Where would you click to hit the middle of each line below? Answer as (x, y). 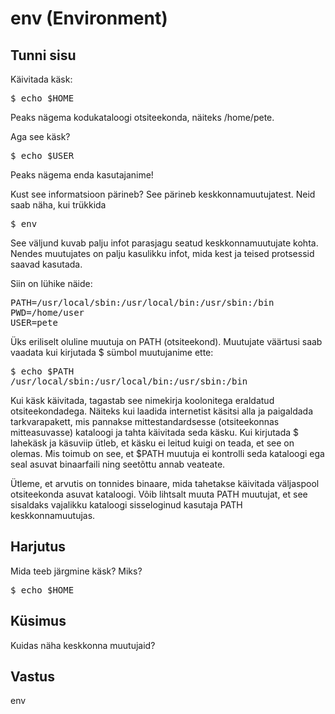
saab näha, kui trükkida (58, 205)
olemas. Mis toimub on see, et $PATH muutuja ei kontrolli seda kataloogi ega (167, 453)
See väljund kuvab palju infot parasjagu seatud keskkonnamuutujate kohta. (164, 243)
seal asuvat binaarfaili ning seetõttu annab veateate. (118, 464)
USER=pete (34, 322)
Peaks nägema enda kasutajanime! (82, 175)
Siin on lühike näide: (51, 283)
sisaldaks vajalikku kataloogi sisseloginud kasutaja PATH (126, 505)
